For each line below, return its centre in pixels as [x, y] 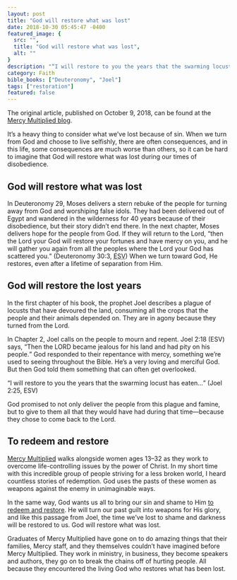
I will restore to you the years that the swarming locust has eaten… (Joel [116, 383]
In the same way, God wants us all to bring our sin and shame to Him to [110, 502]
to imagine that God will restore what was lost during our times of [102, 157]
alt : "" [25, 54]
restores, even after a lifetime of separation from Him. [85, 263]
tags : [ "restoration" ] [41, 86]
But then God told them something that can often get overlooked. [102, 369]
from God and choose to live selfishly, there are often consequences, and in [117, 141]
